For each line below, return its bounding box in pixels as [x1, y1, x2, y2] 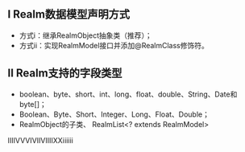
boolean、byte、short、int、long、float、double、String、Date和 [19, 89, 238, 99]
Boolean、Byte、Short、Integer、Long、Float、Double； [19, 109, 210, 119]
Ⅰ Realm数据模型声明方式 [7, 7, 131, 22]
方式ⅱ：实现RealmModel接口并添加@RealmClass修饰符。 [19, 40, 209, 50]
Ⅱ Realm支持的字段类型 [7, 67, 122, 80]
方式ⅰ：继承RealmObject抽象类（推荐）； [19, 31, 152, 40]
